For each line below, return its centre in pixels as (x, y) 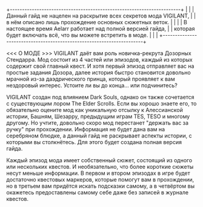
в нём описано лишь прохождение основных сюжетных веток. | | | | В (97, 22)
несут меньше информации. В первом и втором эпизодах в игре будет (98, 173)
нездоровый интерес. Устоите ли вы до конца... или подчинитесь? (92, 85)
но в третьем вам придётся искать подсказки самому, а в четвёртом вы (101, 186)
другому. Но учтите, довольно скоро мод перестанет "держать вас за (98, 123)
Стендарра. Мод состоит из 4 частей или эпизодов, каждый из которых (99, 60)
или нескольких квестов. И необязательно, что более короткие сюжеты (100, 167)
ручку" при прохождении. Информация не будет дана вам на (86, 129)
